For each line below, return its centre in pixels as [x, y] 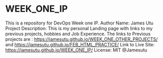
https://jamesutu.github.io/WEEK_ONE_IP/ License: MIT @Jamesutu [76, 50]
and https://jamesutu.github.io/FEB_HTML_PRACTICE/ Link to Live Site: [80, 44]
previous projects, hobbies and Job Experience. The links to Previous [78, 34]
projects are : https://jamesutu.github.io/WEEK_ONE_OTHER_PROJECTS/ [81, 39]
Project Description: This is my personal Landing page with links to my [79, 28]
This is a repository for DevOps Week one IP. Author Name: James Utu [79, 23]
